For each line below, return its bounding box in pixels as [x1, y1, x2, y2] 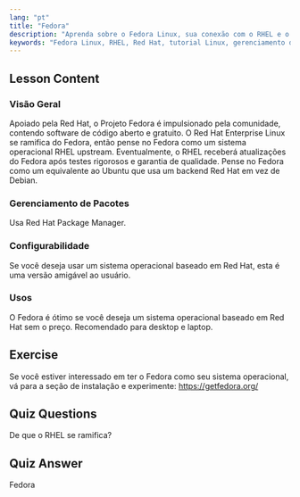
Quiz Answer [9, 456, 83, 471]
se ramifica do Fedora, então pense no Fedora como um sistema [9, 137, 247, 147]
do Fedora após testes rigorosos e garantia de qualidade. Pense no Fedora [9, 155, 284, 166]
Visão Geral [9, 97, 61, 110]
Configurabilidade [9, 240, 90, 253]
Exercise [9, 347, 59, 362]
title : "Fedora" [9, 21, 70, 30]
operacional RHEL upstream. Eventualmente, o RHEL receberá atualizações [9, 146, 287, 157]
